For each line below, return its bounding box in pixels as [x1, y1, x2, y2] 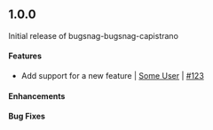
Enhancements [8, 90, 66, 101]
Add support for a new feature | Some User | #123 [20, 71, 205, 81]
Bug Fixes [8, 111, 46, 122]
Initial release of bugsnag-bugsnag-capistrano [8, 30, 179, 41]
